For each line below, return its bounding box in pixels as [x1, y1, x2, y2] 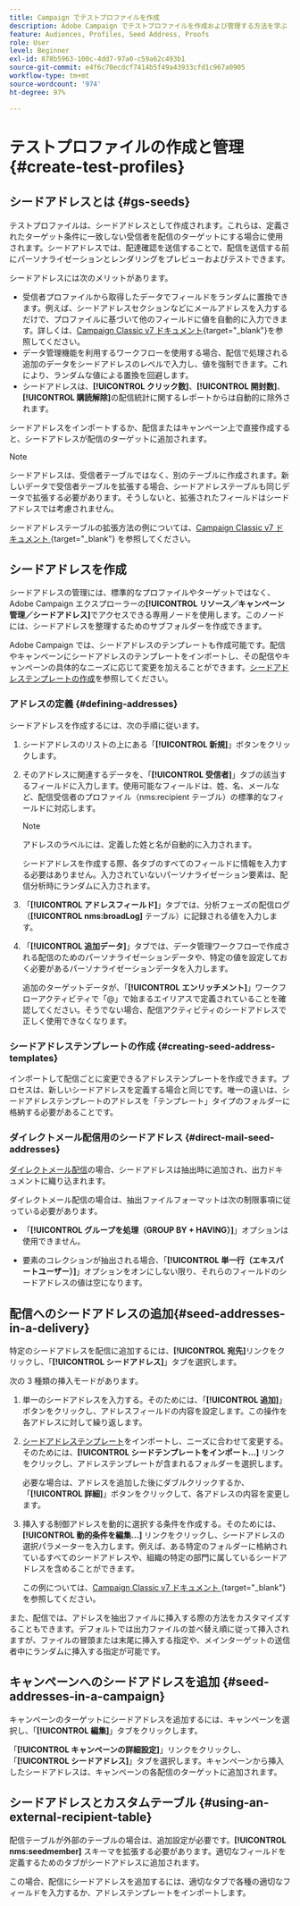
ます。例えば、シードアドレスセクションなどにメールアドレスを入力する [21, 302, 288, 313]
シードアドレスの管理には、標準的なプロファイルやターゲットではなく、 [9, 587, 275, 598]
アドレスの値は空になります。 [37, 1278, 147, 1288]
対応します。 [53, 802, 101, 814]
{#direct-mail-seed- [184, 1131, 275, 1143]
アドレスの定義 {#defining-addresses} [9, 698, 179, 711]
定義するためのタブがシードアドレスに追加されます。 [9, 1857, 204, 1868]
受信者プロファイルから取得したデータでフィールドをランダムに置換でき [21, 291, 288, 302]
